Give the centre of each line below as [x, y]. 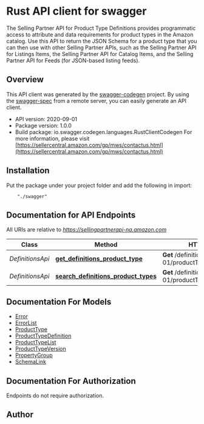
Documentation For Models [59, 302]
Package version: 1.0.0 [43, 125]
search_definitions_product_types [106, 277]
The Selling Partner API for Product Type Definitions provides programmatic [101, 28]
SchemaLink [31, 362]
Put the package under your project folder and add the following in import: [99, 185]
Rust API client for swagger [76, 11]
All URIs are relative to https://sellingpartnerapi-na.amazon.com [87, 230]
